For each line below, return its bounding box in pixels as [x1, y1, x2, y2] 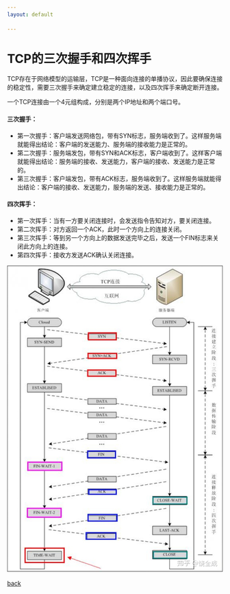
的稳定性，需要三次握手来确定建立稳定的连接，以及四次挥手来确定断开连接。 [7, 83, 223, 92]
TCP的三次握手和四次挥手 [7, 51, 152, 67]
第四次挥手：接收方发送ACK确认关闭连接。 [16, 250, 138, 259]
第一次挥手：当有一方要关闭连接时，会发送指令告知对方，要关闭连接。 [16, 216, 216, 224]
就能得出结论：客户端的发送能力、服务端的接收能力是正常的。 [16, 140, 192, 148]
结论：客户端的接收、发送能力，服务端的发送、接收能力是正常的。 [23, 182, 209, 191]
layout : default [7, 11, 53, 18]
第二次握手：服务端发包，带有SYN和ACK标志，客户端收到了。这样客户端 [16, 148, 222, 157]
